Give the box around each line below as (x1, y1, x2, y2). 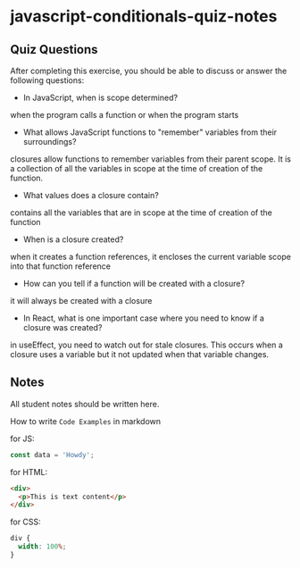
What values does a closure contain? (22, 190, 159, 200)
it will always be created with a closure (10, 296, 153, 305)
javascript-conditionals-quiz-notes (10, 6, 278, 27)
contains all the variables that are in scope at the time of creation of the (10, 207, 273, 218)
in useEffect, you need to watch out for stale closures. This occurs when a (10, 339, 284, 350)
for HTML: (10, 466, 48, 477)
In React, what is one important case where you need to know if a (22, 313, 264, 323)
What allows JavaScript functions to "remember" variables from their (22, 127, 278, 138)
